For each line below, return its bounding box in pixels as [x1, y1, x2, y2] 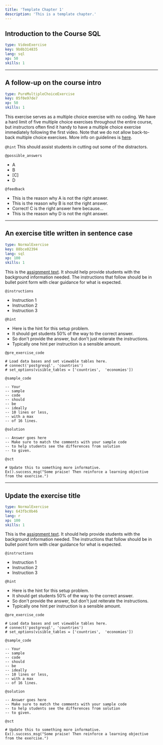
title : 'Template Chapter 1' [5, 7, 64, 12]
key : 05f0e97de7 [5, 96, 38, 101]
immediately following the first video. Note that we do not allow [5, 129, 131, 135]
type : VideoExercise [5, 42, 47, 48]
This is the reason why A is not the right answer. [12, 195, 108, 201]
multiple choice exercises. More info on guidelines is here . [16, 135, 132, 140]
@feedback [5, 187, 25, 191]
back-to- [131, 129, 150, 135]
